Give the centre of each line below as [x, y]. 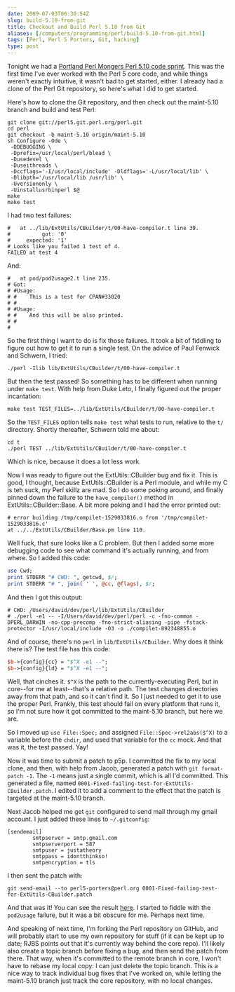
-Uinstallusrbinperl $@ [45, 190]
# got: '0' [38, 234]
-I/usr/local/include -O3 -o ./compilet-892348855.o [117, 628]
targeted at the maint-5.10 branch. [56, 798]
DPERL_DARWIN [26, 622]
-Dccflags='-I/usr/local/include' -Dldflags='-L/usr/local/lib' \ [109, 172]
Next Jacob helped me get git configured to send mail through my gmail [112, 812]
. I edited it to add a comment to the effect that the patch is [136, 791]
